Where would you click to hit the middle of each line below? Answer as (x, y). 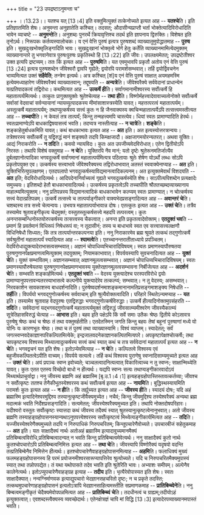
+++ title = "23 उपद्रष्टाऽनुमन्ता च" (43, 9)
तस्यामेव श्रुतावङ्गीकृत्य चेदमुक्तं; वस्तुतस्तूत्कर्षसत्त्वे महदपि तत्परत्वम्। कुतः (76, 212)
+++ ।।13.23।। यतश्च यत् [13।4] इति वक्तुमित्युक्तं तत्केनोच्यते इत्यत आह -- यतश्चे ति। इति (101, 21)
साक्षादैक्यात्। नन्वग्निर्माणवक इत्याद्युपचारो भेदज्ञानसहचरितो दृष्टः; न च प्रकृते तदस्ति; (85, 479)
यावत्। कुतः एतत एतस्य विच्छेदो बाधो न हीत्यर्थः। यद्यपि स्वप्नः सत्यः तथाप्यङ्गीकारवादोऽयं (90, 369)
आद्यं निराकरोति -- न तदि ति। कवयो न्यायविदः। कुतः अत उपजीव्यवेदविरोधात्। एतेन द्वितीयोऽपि (95, 144)
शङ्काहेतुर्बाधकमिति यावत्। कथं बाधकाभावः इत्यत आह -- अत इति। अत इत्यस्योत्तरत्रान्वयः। (94, 130)
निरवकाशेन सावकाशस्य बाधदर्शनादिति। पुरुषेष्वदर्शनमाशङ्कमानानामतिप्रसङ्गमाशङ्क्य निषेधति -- (98, 287)
